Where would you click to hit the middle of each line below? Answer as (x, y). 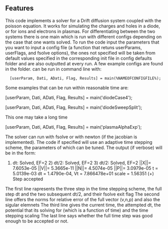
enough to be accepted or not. (37, 221)
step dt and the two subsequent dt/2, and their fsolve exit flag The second (82, 194)
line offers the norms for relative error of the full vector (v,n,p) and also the (83, 199)
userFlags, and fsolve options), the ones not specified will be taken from (80, 53)
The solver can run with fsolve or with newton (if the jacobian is (71, 137)
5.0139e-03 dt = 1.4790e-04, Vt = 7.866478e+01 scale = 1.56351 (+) (83, 173)
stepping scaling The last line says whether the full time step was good (79, 215)
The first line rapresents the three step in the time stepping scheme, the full (84, 188)
